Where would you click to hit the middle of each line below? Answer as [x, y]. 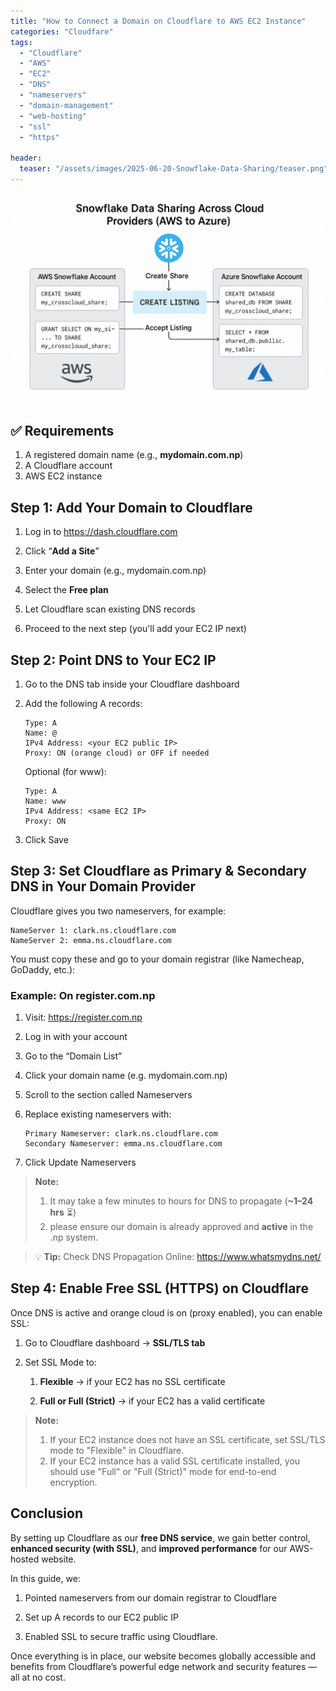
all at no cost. [38, 1677]
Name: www [45, 801]
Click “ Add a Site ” [62, 551]
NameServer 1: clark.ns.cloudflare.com [93, 930]
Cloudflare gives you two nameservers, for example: [118, 911]
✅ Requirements [62, 430]
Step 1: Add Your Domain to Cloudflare [131, 507]
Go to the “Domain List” [73, 1056]
